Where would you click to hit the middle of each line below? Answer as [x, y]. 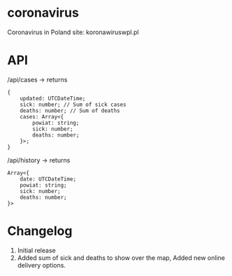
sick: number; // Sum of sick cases [73, 105]
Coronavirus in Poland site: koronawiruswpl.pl [73, 32]
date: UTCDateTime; [48, 179]
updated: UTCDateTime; [53, 98]
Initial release [36, 250]
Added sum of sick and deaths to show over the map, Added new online [121, 258]
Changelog [40, 231]
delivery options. [42, 265]
